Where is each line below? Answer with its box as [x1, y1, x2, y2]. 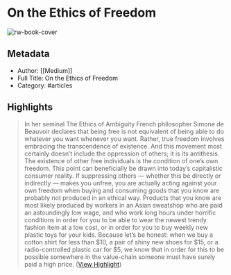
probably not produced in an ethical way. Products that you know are [24, 193, 222, 202]
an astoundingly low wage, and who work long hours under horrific [24, 208, 216, 217]
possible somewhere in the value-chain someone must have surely [24, 252, 216, 261]
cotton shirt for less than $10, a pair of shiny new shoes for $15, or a [24, 237, 219, 246]
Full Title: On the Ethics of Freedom [17, 74, 118, 82]
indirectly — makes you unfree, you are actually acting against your [24, 178, 217, 187]
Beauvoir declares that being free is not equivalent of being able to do [24, 127, 224, 135]
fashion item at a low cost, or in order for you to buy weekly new [24, 223, 208, 231]
